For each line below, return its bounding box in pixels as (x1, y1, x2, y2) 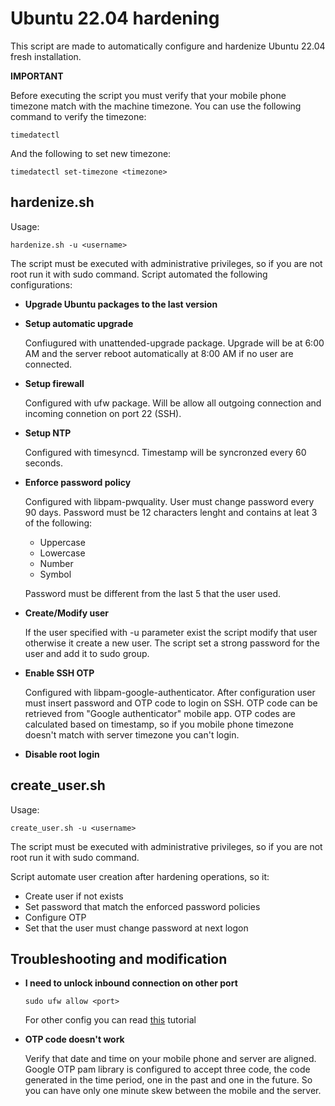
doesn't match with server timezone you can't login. (24, 728, 240, 741)
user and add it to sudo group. (24, 647, 150, 659)
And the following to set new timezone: (10, 147, 172, 159)
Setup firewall (24, 377, 85, 389)
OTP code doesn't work (24, 1033, 125, 1046)
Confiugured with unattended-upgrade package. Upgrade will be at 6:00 (24, 337, 325, 349)
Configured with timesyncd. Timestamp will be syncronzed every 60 (24, 446, 307, 458)
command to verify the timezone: (10, 110, 147, 122)
